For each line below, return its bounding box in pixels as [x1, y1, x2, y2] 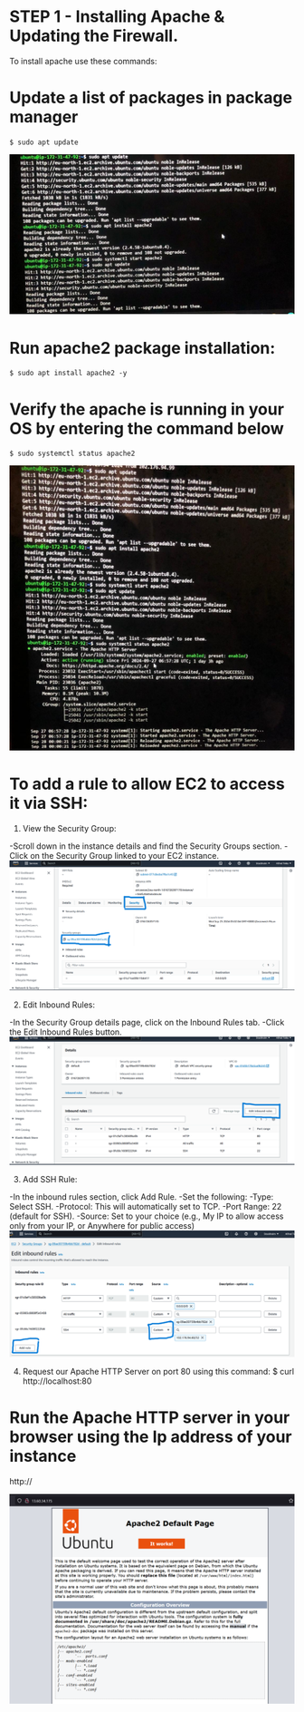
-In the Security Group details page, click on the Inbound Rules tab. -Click [9, 1016, 285, 1027]
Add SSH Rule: [22, 1173, 78, 1184]
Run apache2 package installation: [9, 337, 276, 358]
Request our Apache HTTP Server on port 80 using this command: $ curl [22, 1366, 295, 1376]
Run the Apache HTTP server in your [9, 1407, 290, 1428]
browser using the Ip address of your [9, 1426, 292, 1447]
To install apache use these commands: [9, 55, 157, 66]
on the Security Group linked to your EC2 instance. [30, 850, 220, 861]
